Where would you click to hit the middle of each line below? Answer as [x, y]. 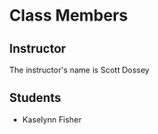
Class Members [69, 16]
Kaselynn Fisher [52, 119]
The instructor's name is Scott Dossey [79, 70]
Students [35, 98]
